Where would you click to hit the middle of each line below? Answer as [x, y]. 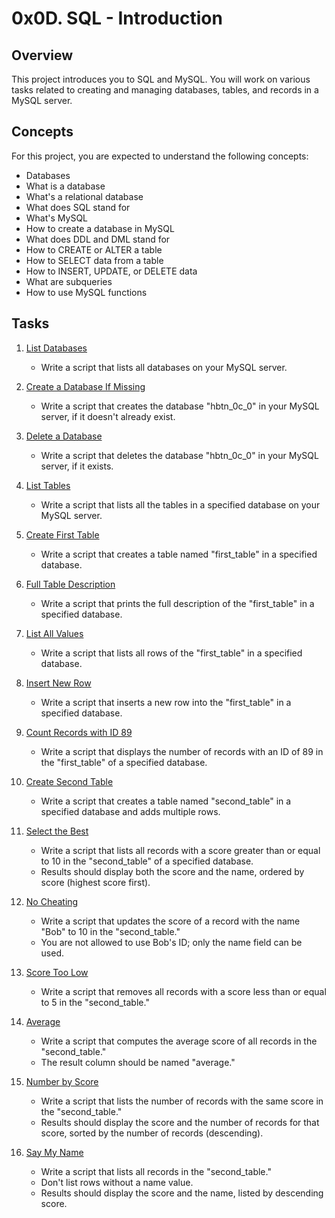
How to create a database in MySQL [100, 228]
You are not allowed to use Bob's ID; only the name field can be [171, 942]
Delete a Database [64, 436]
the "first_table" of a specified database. [124, 762]
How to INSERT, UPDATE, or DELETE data [111, 271]
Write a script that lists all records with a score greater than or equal [180, 850]
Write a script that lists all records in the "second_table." [156, 1171]
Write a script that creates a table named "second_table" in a [166, 801]
